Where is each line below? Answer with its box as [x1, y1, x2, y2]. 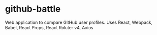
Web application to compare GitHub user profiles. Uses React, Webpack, [5, 19, 153, 25]
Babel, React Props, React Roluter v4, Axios [5, 24, 94, 30]
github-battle [5, 3, 61, 15]
